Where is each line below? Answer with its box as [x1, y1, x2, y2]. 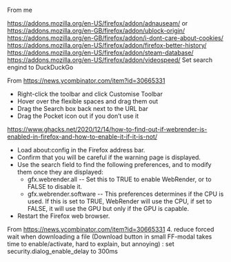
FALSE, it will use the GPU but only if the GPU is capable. [27, 205, 190, 212]
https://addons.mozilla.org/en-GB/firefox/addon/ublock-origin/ [7, 27, 185, 34]
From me [7, 6, 32, 14]
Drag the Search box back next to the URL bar [17, 105, 148, 112]
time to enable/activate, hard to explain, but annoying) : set [7, 240, 174, 248]
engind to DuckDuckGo [7, 63, 74, 71]
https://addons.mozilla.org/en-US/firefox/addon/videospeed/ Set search [7, 56, 213, 64]
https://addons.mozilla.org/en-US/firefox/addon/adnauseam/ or [7, 19, 188, 27]
